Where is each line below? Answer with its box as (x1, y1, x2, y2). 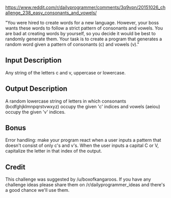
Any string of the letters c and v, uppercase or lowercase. (5, 69, 126, 76)
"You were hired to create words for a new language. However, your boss (5, 20, 159, 26)
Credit (5, 163, 25, 171)
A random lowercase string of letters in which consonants (5, 98, 126, 104)
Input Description (5, 56, 62, 65)
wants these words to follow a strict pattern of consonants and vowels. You (5, 25, 163, 31)
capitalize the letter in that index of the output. (5, 148, 102, 154)
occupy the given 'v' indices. (5, 109, 66, 115)
